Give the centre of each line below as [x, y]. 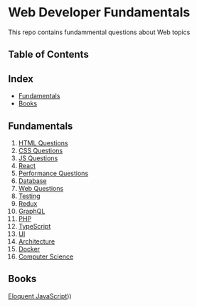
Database [32, 181]
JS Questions [38, 158]
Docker [29, 249]
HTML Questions [43, 142]
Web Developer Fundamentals [99, 12]
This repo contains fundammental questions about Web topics [99, 32]
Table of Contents [49, 54]
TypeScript [34, 226]
